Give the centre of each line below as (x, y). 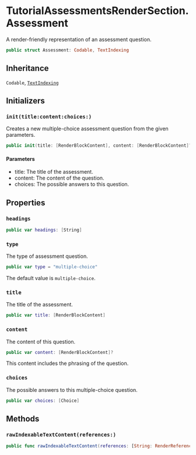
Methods (23, 419)
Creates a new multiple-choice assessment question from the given (87, 129)
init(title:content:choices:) (49, 116)
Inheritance (27, 68)
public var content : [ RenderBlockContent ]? (60, 352)
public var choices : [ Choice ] (43, 401)
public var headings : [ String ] (44, 230)
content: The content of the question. (59, 178)
